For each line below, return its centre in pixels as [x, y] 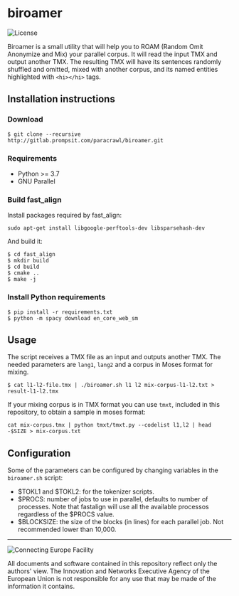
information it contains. [41, 586]
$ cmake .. [23, 273]
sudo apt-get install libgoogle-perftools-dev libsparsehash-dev [106, 228]
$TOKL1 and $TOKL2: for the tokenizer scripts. [86, 491]
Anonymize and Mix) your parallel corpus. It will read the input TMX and [113, 54]
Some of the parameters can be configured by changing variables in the [113, 470]
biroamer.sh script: [35, 478]
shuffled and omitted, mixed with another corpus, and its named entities [113, 69]
